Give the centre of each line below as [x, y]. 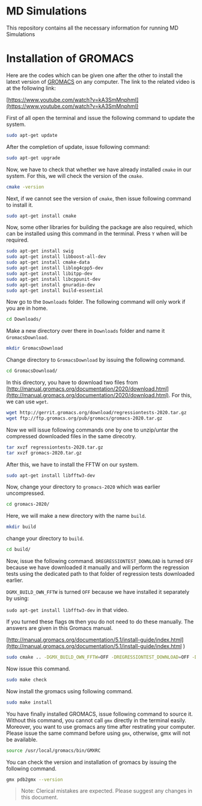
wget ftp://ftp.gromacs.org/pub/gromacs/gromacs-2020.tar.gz [84, 418]
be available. [22, 739]
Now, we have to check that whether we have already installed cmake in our [99, 169]
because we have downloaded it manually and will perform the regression [98, 567]
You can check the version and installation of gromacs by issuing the [91, 762]
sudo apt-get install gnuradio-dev [51, 285]
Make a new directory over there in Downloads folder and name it [86, 331]
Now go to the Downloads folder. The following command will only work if [96, 302]
